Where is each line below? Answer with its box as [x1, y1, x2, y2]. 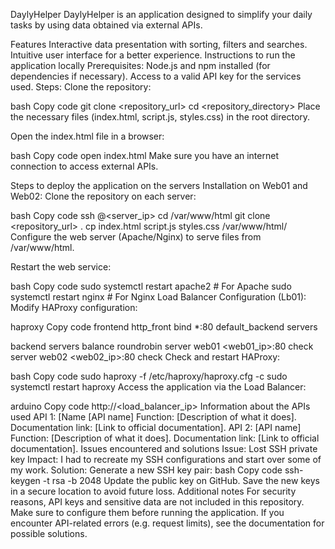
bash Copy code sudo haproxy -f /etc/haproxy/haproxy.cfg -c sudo [10, 370, 288, 382]
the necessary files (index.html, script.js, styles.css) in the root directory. [10, 111, 311, 123]
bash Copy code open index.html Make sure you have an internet [10, 150, 279, 161]
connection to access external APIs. [10, 160, 159, 172]
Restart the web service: [10, 261, 112, 273]
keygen [10, 475, 41, 486]
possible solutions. [10, 528, 88, 539]
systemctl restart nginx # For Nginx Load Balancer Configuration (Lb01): [10, 291, 307, 303]
